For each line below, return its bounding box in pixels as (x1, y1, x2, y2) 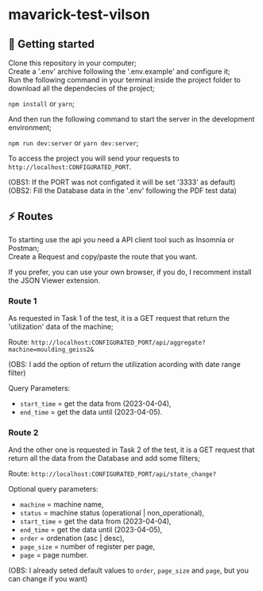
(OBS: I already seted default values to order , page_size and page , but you (8, 566, 249, 575)
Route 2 (8, 427, 39, 438)
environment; (8, 123, 52, 132)
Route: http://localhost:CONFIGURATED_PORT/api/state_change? (8, 469, 217, 478)
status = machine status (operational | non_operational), (19, 508, 205, 518)
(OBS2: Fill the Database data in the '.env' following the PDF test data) (8, 186, 237, 195)
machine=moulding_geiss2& (8, 346, 94, 354)
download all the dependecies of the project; (8, 83, 155, 93)
